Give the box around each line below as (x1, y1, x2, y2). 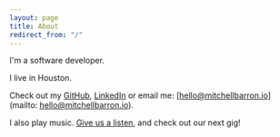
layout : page (9, 13, 59, 23)
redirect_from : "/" (9, 30, 84, 39)
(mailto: (9, 100, 38, 111)
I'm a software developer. (9, 55, 105, 66)
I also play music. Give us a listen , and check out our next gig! (9, 117, 241, 128)
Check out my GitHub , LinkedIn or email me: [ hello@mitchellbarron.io (9, 90, 268, 101)
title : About (9, 22, 59, 31)
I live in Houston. (9, 73, 73, 83)
